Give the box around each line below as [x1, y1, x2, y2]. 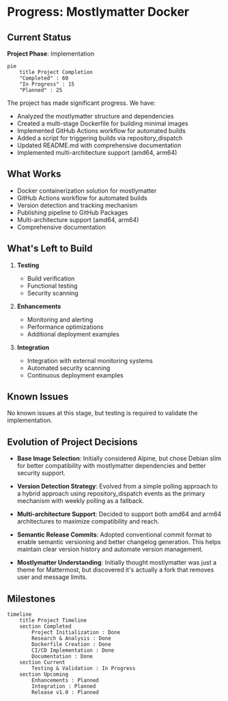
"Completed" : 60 [19, 75, 69, 82]
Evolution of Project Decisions [7, 436, 138, 447]
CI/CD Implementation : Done [31, 647, 115, 654]
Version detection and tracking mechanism [16, 201, 138, 209]
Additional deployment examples [27, 330, 119, 338]
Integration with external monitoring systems [27, 356, 154, 365]
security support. [16, 469, 66, 477]
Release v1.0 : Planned [31, 689, 99, 696]
